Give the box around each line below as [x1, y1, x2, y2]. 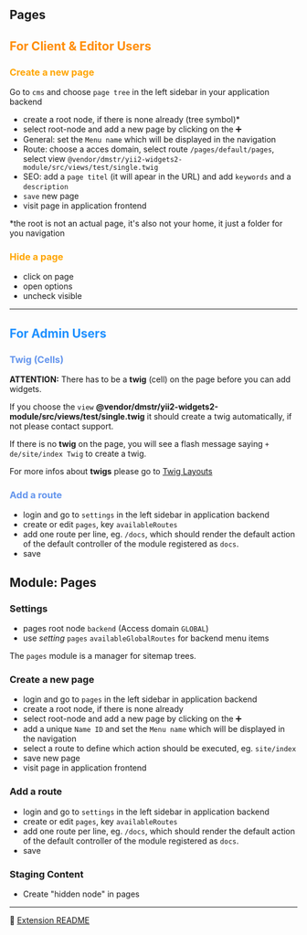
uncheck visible [22, 291, 82, 302]
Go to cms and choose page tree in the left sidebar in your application [9, 87, 270, 98]
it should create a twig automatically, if [146, 411, 292, 422]
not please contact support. [9, 420, 114, 432]
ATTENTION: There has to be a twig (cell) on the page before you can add [9, 374, 291, 385]
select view [22, 154, 67, 165]
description [22, 183, 69, 192]
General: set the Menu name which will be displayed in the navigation [22, 134, 277, 145]
